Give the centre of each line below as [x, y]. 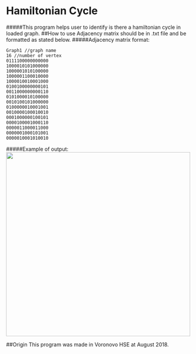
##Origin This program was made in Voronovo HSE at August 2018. [87, 344]
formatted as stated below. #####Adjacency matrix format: [78, 39]
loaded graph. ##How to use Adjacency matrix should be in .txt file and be [96, 33]
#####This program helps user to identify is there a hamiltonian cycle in [94, 27]
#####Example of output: [37, 149]
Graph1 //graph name [31, 50]
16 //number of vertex [34, 55]
